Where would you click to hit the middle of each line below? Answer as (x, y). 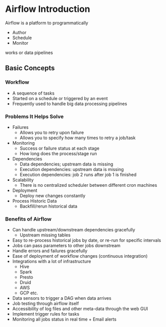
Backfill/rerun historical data (49, 206)
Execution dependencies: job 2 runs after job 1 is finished (78, 174)
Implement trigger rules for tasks (46, 314)
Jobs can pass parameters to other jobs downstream (66, 246)
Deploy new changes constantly (53, 195)
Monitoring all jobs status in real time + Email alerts (64, 319)
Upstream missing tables (45, 235)
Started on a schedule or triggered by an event (60, 98)
